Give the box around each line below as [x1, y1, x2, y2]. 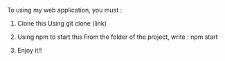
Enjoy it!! [17, 46, 42, 54]
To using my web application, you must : [7, 6, 123, 14]
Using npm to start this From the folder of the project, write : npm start [17, 33, 218, 41]
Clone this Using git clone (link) [17, 19, 107, 27]
